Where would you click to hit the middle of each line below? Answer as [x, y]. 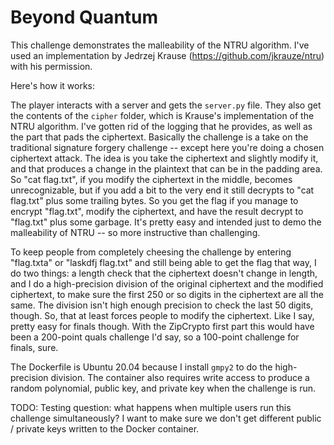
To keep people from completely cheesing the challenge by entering [151, 252]
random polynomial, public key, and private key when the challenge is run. [163, 388]
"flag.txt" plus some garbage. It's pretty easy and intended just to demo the [166, 222]
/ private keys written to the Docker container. [105, 428]
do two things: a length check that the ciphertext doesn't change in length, [164, 273]
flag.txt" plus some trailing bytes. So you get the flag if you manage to [154, 200]
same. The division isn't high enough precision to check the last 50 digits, [162, 305]
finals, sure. [34, 347]
